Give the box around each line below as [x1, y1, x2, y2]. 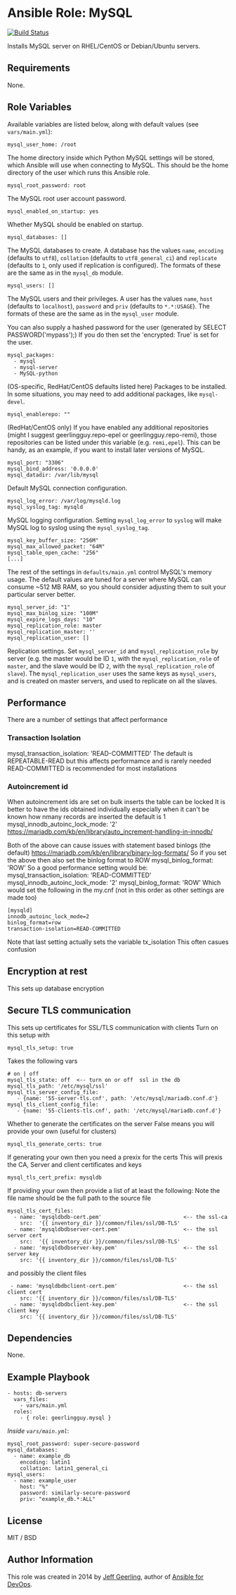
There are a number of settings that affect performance [7, 716, 168, 724]
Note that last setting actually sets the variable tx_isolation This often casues [7, 937, 229, 946]
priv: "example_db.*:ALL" [20, 1496, 96, 1503]
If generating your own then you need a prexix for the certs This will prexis [7, 1153, 223, 1161]
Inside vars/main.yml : [7, 1427, 70, 1435]
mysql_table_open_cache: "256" [7, 549, 99, 556]
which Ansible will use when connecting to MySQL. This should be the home [7, 160, 229, 169]
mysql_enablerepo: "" [7, 411, 71, 418]
